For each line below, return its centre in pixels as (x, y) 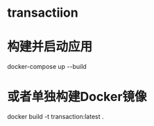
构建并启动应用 (50, 47)
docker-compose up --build (47, 67)
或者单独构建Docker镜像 (77, 97)
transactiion (43, 13)
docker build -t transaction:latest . (55, 117)
